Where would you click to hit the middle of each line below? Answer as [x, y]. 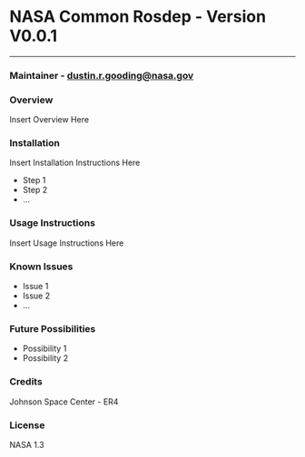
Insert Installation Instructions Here [75, 163]
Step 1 [34, 180]
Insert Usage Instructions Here [67, 243]
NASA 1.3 [27, 444]
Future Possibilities [53, 328]
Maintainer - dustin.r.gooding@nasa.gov [102, 75]
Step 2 [35, 190]
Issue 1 [35, 287]
